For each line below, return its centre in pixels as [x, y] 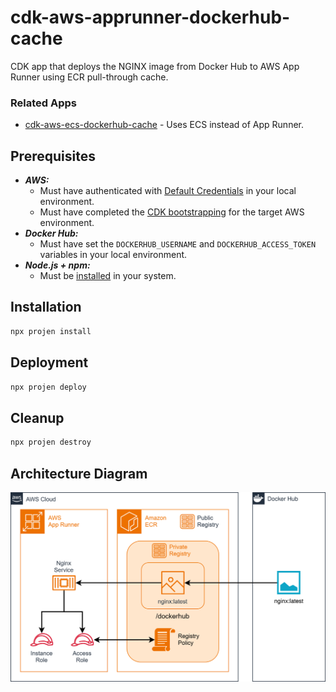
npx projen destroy [51, 442]
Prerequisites [53, 156]
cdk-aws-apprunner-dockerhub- [150, 17]
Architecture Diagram [79, 473]
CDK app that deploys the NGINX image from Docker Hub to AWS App [155, 66]
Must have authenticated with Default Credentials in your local [168, 191]
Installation [46, 307]
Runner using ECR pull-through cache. [89, 77]
